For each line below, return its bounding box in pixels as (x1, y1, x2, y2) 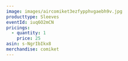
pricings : (6, 24, 31, 31)
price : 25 (17, 35, 41, 41)
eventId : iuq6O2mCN (6, 19, 54, 25)
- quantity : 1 (11, 30, 46, 36)
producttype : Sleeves (6, 14, 60, 20)
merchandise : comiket (6, 46, 60, 52)
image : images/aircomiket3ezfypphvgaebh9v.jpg (6, 8, 123, 15)
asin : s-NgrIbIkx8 (6, 41, 51, 47)
